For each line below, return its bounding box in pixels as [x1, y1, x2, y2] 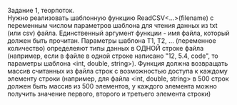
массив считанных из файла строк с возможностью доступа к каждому [7, 67, 228, 75]
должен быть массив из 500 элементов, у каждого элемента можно [7, 82, 218, 90]
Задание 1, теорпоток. [7, 6, 75, 14]
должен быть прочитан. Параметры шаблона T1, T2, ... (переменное [7, 36, 216, 45]
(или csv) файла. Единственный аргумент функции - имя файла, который [7, 29, 230, 37]
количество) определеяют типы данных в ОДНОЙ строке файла [7, 44, 204, 52]
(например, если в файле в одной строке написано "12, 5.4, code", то [7, 51, 219, 60]
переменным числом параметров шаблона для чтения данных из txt [7, 21, 218, 29]
